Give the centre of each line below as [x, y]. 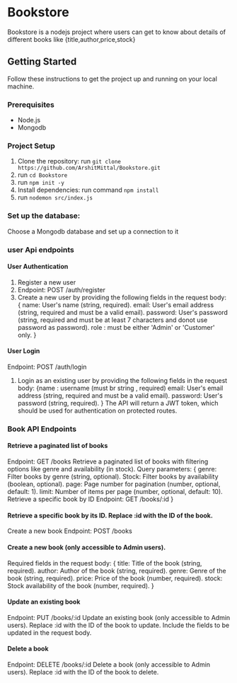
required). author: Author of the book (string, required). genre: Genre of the [117, 570]
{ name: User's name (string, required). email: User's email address [116, 304]
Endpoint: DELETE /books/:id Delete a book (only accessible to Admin [109, 664]
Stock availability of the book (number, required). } [81, 585]
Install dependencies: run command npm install [88, 190]
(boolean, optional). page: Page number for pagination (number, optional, [114, 484]
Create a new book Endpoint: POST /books [70, 531]
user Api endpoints [41, 250]
